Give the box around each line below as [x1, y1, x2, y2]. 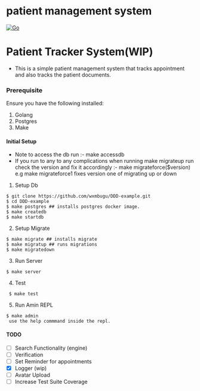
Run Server [14, 257, 43, 265]
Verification [14, 351, 44, 358]
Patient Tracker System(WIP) [6, 45, 153, 59]
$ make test [8, 291, 39, 297]
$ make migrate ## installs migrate [6, 237, 97, 243]
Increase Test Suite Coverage [14, 378, 88, 385]
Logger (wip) [14, 364, 47, 372]
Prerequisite [6, 86, 43, 94]
